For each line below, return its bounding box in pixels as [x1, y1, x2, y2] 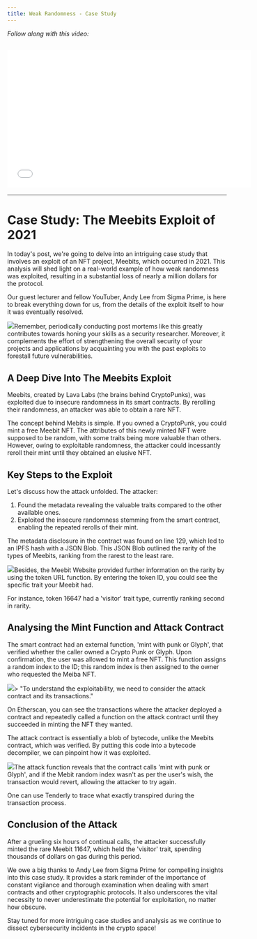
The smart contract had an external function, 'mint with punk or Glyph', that [7, 640, 224, 649]
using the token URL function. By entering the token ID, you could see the [7, 573, 218, 581]
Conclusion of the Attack [7, 819, 118, 831]
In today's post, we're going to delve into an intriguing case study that [7, 250, 208, 258]
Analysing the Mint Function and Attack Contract [7, 622, 224, 633]
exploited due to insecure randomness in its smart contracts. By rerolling [7, 398, 216, 407]
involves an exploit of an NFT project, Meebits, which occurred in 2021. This [7, 257, 226, 266]
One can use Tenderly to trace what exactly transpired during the [7, 791, 195, 799]
